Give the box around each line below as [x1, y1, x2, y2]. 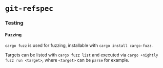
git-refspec [5, 4, 54, 13]
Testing [5, 20, 23, 26]
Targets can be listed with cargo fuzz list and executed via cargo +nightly [5, 52, 159, 58]
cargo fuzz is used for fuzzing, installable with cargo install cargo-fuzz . [5, 43, 153, 48]
